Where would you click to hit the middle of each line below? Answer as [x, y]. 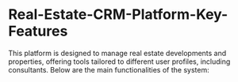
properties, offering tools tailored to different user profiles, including [119, 61]
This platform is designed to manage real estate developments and [117, 53]
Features [38, 31]
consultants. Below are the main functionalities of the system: [109, 69]
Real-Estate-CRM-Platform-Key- [118, 15]
